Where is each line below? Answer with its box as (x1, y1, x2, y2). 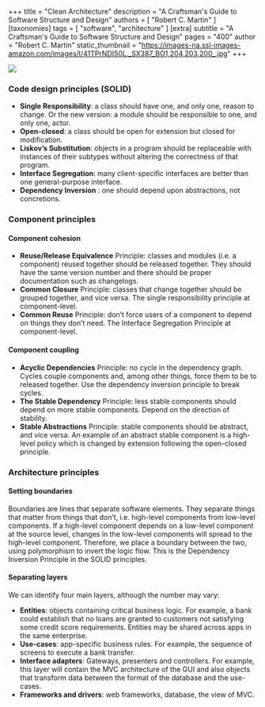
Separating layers (8, 572, 68, 582)
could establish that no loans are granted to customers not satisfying (19, 613, 244, 623)
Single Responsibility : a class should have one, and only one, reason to (19, 101, 255, 111)
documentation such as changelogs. (19, 277, 138, 286)
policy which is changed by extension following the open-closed (36, 438, 247, 448)
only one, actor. (19, 118, 71, 128)
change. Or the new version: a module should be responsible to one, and (19, 110, 257, 120)
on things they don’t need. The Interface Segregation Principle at (19, 319, 232, 328)
